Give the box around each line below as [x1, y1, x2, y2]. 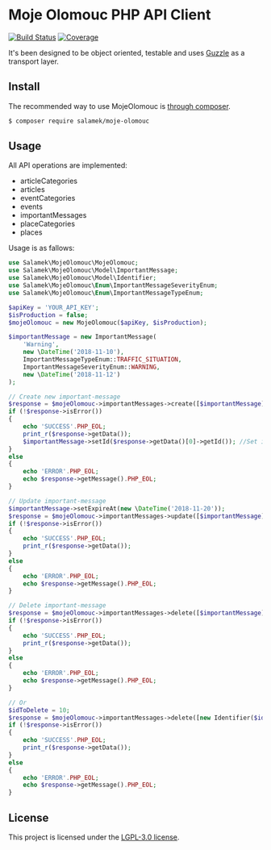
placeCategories [19, 219, 75, 229]
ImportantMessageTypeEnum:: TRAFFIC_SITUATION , [23, 356, 182, 364]
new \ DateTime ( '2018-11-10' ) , [23, 348, 125, 356]
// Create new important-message [8, 393, 121, 401]
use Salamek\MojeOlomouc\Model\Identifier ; [8, 274, 157, 282]
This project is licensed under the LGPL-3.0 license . [8, 832, 180, 842]
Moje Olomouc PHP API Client [8, 6, 211, 24]
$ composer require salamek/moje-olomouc [8, 117, 150, 125]
